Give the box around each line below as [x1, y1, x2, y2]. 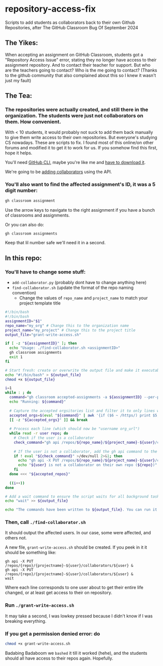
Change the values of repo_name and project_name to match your [19, 295, 148, 301]
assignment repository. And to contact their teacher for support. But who [5, 62, 151, 68]
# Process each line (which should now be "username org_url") [9, 427, 140, 432]
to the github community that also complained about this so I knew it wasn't [5, 72, 156, 78]
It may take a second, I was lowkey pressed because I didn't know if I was [5, 613, 153, 619]
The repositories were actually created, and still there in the [5, 106, 148, 113]
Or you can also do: [5, 221, 45, 227]
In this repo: [5, 254, 42, 262]
